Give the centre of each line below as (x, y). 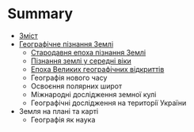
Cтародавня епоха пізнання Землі (88, 52)
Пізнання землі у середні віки (81, 61)
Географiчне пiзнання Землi (66, 43)
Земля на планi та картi (59, 111)
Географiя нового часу (69, 77)
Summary (40, 14)
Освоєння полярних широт (76, 86)
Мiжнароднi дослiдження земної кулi (93, 94)
